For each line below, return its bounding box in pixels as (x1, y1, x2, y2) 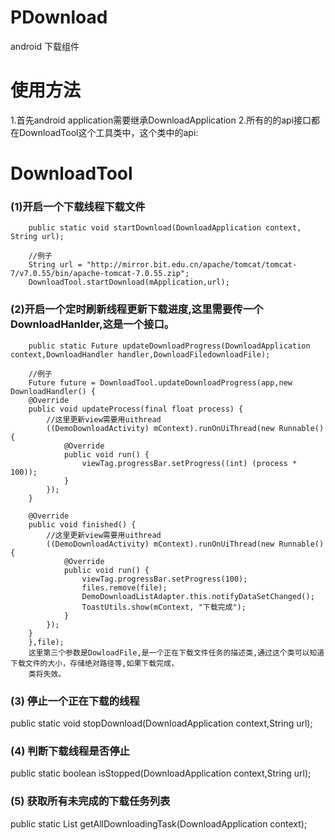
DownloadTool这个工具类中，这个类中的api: (18, 126, 199, 138)
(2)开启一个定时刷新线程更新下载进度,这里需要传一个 (10, 302, 264, 316)
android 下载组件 (10, 40, 80, 52)
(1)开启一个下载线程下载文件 (10, 199, 146, 213)
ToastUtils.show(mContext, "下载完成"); (81, 602, 247, 612)
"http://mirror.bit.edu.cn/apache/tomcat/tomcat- (86, 260, 298, 270)
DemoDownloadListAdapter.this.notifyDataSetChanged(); (81, 591, 315, 601)
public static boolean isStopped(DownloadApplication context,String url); (10, 767, 312, 780)
